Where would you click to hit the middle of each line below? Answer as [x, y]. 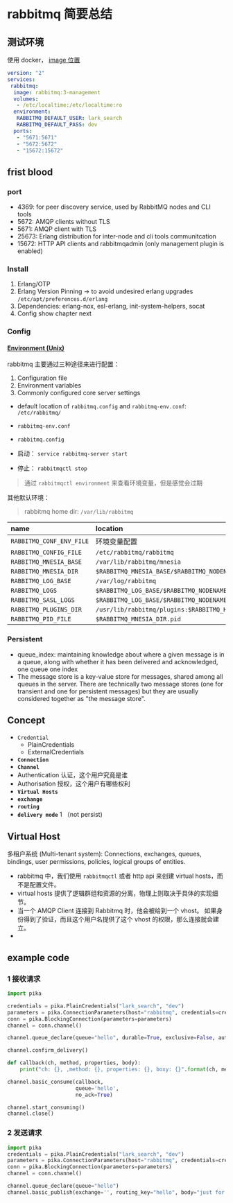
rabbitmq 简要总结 [60, 14]
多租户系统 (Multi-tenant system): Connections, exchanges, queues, [104, 854]
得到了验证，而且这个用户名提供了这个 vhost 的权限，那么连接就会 [118, 919]
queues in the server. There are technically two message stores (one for [120, 684]
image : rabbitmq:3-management [57, 92]
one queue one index [48, 669]
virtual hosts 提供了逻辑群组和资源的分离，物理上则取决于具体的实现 [115, 893]
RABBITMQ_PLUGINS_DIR [46, 610]
